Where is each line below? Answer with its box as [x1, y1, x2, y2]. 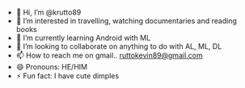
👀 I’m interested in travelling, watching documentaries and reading [15, 16, 237, 26]
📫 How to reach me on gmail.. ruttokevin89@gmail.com [15, 50, 204, 60]
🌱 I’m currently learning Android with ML [15, 33, 151, 42]
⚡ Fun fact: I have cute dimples [15, 71, 120, 80]
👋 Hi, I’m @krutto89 [15, 8, 82, 17]
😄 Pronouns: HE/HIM [15, 62, 87, 71]
